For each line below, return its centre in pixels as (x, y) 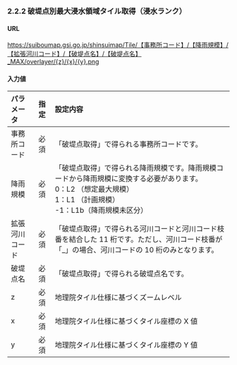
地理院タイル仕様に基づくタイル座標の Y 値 (126, 345)
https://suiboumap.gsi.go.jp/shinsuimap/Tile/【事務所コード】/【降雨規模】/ (118, 45)
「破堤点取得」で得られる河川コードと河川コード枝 (139, 229)
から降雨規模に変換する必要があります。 (136, 179)
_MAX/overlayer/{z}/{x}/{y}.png (53, 62)
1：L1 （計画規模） (87, 200)
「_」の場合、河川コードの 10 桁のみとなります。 (136, 250)
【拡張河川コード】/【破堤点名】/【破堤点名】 (75, 54)
